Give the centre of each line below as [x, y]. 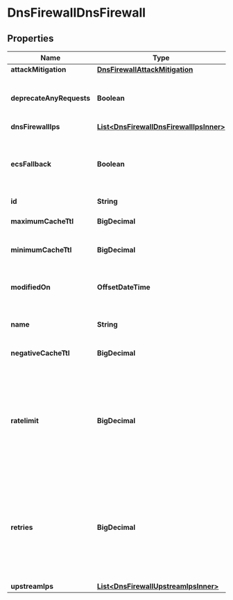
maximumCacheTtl [42, 221]
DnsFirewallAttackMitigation [145, 69]
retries [22, 527]
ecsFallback [31, 164]
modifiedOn [31, 287]
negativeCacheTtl [40, 353]
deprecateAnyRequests [51, 98]
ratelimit [25, 421]
